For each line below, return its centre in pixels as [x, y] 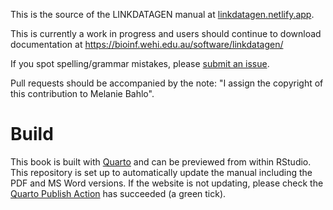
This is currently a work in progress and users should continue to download [166, 33]
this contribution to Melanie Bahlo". [82, 93]
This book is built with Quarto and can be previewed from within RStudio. [161, 161]
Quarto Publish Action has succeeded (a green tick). [118, 193]
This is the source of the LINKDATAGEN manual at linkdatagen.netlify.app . [162, 14]
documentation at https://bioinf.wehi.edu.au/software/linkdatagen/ [147, 44]
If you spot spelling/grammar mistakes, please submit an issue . [140, 63]
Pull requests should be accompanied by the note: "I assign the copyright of [167, 83]
